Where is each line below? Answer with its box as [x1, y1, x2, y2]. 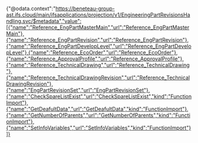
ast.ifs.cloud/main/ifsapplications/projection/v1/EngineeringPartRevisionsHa [6, 11, 190, 18]
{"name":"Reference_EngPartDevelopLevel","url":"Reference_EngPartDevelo [6, 43, 192, 50]
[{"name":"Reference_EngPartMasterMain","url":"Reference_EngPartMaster [6, 24, 190, 31]
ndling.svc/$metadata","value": [6, 18, 82, 24]
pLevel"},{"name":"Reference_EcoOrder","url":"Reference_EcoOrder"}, [6, 49, 178, 56]
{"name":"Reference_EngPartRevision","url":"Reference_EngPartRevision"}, [6, 37, 189, 43]
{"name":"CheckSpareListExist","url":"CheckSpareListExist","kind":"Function [6, 93, 192, 100]
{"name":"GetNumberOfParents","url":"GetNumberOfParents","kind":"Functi [6, 112, 190, 119]
